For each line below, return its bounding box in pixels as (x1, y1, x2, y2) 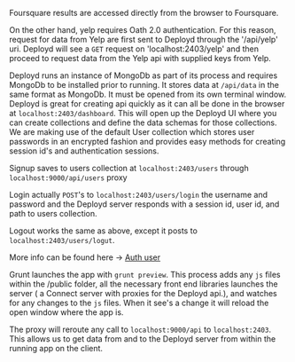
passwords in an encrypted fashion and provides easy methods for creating (9, 137, 286, 146)
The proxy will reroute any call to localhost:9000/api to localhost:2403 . (9, 324, 272, 334)
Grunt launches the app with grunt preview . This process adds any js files (9, 270, 281, 279)
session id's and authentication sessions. (9, 146, 159, 156)
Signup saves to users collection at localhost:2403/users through (9, 163, 250, 173)
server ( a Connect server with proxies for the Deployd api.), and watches (9, 288, 277, 298)
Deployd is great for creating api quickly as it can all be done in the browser (9, 98, 285, 109)
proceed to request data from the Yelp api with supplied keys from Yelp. (9, 53, 272, 63)
